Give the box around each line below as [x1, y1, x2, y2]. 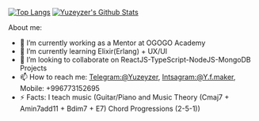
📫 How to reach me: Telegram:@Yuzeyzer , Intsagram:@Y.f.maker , [19, 72, 236, 81]
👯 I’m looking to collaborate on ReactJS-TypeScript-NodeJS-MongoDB [19, 55, 251, 64]
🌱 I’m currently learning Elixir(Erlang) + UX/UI [19, 47, 168, 55]
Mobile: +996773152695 [19, 84, 101, 93]
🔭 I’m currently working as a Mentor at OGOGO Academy [19, 38, 206, 47]
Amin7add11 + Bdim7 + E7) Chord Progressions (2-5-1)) [19, 104, 200, 113]
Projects [19, 63, 48, 73]
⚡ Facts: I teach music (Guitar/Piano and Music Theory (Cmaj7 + [19, 93, 230, 102]
